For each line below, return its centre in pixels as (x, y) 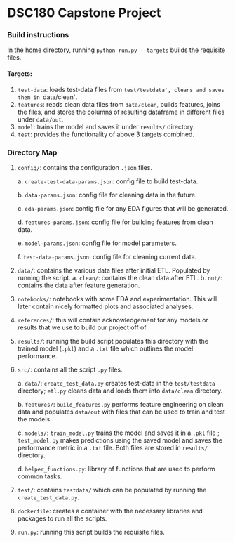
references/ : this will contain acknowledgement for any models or (113, 320)
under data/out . (40, 119)
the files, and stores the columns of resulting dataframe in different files (121, 112)
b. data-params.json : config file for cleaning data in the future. (107, 195)
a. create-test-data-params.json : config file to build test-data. (108, 181)
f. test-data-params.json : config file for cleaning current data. (107, 256)
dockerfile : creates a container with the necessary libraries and (110, 511)
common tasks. (40, 476)
